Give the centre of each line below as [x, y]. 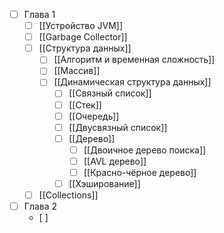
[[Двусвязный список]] [118, 127]
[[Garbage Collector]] [83, 37]
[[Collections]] [68, 195]
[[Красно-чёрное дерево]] [140, 172]
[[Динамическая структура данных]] [132, 82]
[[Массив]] [77, 71]
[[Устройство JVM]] [80, 26]
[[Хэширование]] [104, 183]
